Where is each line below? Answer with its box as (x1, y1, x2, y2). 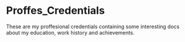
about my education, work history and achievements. (6, 29, 135, 36)
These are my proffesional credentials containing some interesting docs (6, 23, 180, 30)
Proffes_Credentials (6, 4, 105, 17)
